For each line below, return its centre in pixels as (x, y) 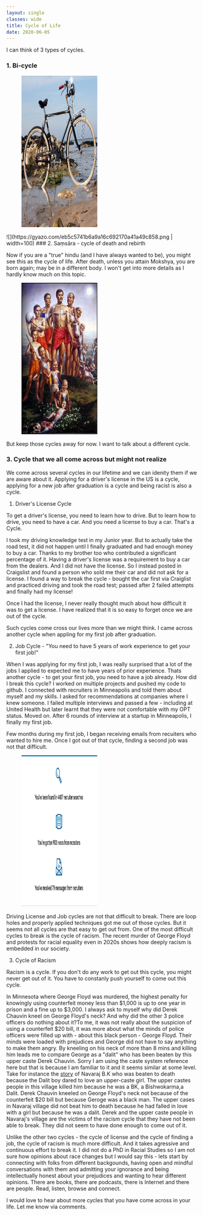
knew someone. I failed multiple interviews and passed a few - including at (99, 703)
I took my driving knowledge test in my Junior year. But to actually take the (99, 540)
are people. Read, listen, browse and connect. (64, 1188)
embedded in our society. (38, 948)
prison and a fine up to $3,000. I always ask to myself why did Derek (92, 1009)
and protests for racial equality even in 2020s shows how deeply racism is (99, 942)
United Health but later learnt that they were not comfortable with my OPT (98, 709)
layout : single (25, 13)
